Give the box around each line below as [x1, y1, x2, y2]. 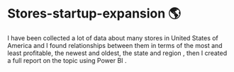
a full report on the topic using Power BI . [7, 56, 127, 64]
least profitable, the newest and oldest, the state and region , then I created [7, 49, 228, 57]
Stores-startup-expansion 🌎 [7, 6, 182, 22]
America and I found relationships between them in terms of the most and [7, 41, 223, 49]
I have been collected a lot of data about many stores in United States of [7, 33, 218, 42]
